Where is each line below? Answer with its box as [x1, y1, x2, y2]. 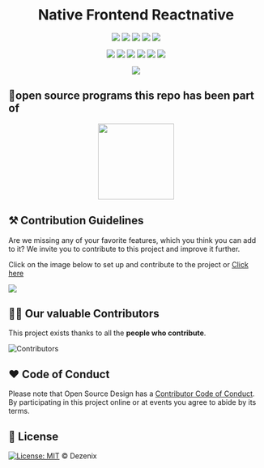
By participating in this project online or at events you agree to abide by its [8, 398, 257, 407]
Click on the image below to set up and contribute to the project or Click [8, 259, 249, 269]
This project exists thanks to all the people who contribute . [8, 328, 207, 338]
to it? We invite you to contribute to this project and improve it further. [8, 244, 241, 253]
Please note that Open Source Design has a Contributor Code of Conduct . [8, 389, 255, 398]
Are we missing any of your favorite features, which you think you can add [8, 235, 257, 245]
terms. [8, 406, 30, 416]
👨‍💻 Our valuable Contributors [8, 306, 160, 321]
